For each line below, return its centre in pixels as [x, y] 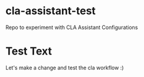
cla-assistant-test [50, 11]
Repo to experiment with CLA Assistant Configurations [72, 27]
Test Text [29, 51]
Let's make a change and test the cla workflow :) [65, 68]
